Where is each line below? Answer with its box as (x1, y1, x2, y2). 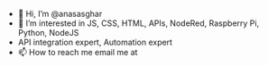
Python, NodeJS (17, 28, 79, 37)
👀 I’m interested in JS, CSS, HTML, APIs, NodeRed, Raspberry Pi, (17, 18, 260, 29)
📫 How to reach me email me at (17, 47, 138, 57)
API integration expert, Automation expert (17, 37, 173, 47)
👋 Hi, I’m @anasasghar (17, 9, 103, 19)
